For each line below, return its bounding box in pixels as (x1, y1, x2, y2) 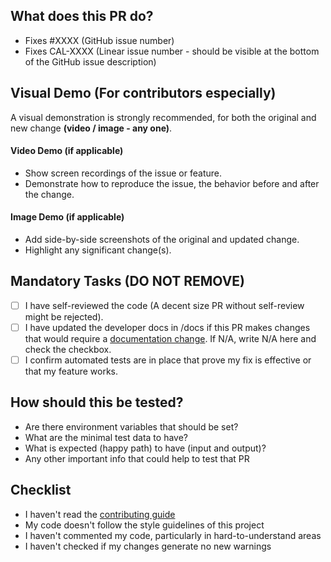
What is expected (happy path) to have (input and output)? (24, 442, 267, 454)
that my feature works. (24, 365, 119, 378)
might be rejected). (24, 310, 104, 323)
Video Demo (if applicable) (10, 145, 124, 157)
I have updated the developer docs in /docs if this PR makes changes (24, 321, 311, 333)
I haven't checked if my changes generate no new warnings (24, 540, 272, 552)
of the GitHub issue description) (24, 55, 157, 68)
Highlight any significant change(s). (24, 244, 172, 256)
